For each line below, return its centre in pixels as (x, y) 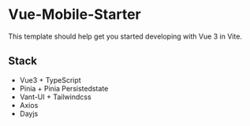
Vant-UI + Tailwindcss (56, 97)
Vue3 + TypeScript (50, 80)
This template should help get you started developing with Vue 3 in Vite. (125, 36)
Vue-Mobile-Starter (75, 15)
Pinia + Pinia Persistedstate (64, 88)
